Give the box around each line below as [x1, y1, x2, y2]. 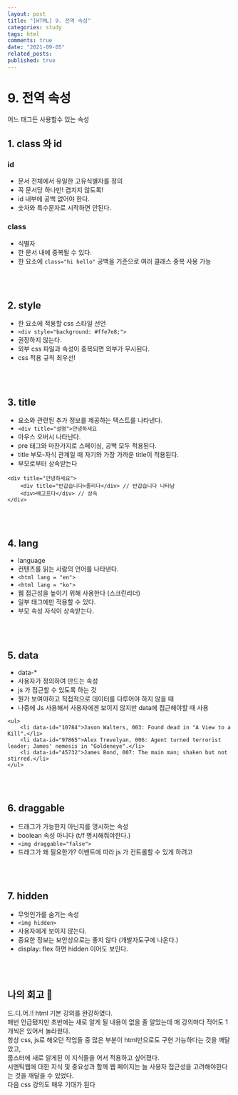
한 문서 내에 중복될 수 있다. [17, 248, 93, 256]
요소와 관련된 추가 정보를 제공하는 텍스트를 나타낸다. [17, 416, 162, 425]
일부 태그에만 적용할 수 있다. [17, 598, 96, 606]
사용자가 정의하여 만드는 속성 [17, 676, 98, 685]
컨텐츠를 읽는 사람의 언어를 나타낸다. [17, 565, 119, 574]
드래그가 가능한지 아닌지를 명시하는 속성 [17, 822, 129, 831]
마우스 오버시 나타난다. [17, 433, 81, 441]
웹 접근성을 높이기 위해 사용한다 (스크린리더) [17, 589, 141, 597]
